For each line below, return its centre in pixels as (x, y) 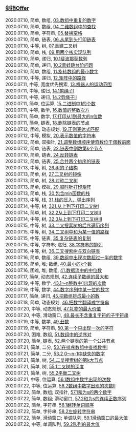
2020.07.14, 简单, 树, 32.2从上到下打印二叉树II (53, 213)
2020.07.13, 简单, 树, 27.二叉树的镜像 (43, 174)
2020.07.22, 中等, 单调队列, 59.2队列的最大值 (53, 424)
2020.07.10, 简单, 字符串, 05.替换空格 (44, 33)
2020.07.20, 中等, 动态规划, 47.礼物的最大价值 (53, 309)
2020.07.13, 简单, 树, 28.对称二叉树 (42, 181)
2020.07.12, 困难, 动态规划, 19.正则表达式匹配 (52, 129)
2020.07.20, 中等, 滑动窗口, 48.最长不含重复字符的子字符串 (67, 315)
